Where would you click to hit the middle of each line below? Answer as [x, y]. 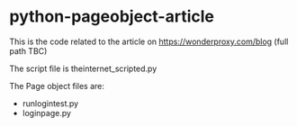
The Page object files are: [57, 86]
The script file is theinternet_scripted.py [83, 68]
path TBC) [28, 50]
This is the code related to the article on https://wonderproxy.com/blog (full [149, 41]
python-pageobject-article [112, 17]
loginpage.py [47, 113]
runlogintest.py [50, 103]
